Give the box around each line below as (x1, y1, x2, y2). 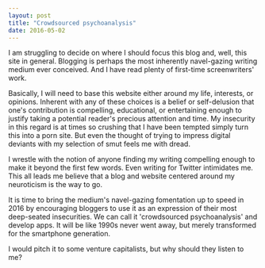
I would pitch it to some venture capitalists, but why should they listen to (8, 244, 244, 254)
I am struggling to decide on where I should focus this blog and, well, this (8, 48, 248, 58)
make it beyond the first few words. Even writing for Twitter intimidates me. (8, 163, 254, 173)
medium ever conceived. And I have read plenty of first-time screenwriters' (8, 65, 255, 75)
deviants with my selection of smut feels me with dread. (8, 140, 190, 149)
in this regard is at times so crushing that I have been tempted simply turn (8, 122, 249, 132)
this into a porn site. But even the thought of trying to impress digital (8, 131, 231, 140)
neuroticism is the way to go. (8, 180, 103, 190)
